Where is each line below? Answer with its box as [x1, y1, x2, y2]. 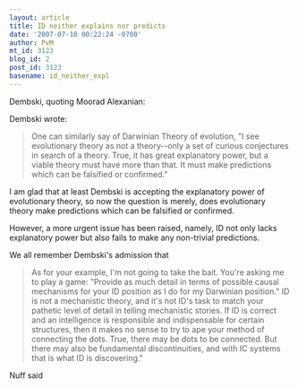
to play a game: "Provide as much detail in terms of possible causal [30, 276, 280, 287]
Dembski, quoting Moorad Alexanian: [9, 96, 146, 107]
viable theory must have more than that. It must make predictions [30, 159, 272, 170]
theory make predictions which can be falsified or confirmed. [9, 205, 234, 216]
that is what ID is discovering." [30, 352, 143, 363]
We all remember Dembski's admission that [9, 249, 169, 260]
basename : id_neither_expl [9, 72, 110, 81]
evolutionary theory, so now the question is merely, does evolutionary [9, 195, 266, 206]
